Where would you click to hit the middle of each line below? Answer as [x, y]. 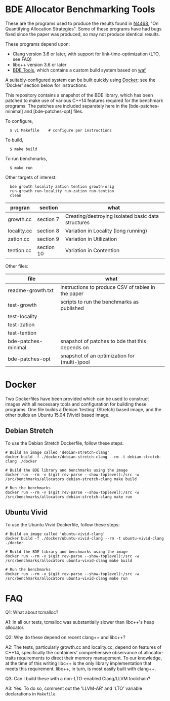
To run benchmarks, [26, 158]
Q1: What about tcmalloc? [32, 612]
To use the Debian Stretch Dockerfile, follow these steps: [65, 443]
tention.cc [20, 250]
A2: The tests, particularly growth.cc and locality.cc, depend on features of [83, 647]
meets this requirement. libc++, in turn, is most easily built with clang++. [81, 669]
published [72, 308]
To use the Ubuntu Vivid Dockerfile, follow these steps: [62, 524]
